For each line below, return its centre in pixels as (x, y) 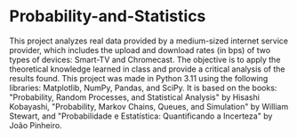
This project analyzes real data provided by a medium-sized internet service (149, 41)
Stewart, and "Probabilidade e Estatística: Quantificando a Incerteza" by (141, 116)
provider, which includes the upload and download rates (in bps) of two (140, 50)
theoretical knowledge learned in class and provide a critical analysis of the (147, 69)
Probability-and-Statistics (108, 16)
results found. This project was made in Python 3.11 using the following (139, 78)
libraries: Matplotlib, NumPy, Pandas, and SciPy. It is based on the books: (143, 88)
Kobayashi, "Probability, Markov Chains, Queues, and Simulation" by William (149, 106)
